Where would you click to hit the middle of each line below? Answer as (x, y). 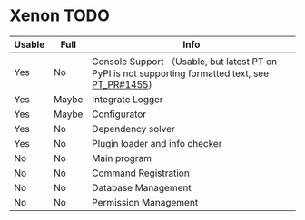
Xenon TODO (60, 16)
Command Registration (141, 173)
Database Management (142, 187)
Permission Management (145, 202)
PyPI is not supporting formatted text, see (181, 73)
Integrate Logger (128, 99)
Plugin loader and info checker (157, 143)
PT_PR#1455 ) (122, 84)
